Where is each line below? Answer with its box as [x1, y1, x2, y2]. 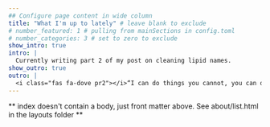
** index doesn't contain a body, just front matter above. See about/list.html [8, 101, 259, 111]
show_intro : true [8, 42, 67, 50]
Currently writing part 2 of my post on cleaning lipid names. [15, 57, 231, 65]
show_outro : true [8, 64, 67, 72]
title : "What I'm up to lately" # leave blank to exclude [8, 19, 207, 27]
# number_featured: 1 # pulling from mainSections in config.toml [8, 27, 235, 35]
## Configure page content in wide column [8, 11, 153, 20]
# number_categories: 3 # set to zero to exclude [8, 34, 178, 43]
